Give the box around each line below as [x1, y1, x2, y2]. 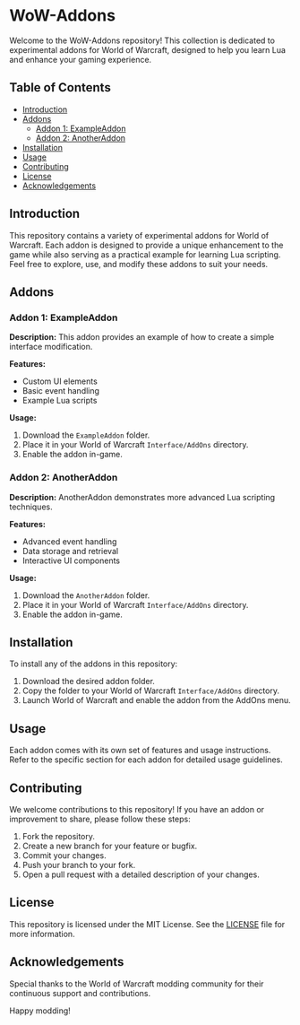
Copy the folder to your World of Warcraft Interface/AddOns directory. [21, 685, 280, 696]
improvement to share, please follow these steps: [9, 813, 191, 824]
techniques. [9, 501, 53, 512]
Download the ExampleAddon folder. [21, 430, 150, 440]
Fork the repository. [21, 830, 96, 841]
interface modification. [9, 342, 93, 352]
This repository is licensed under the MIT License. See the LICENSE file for [9, 918, 286, 929]
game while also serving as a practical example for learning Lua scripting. [9, 248, 281, 260]
